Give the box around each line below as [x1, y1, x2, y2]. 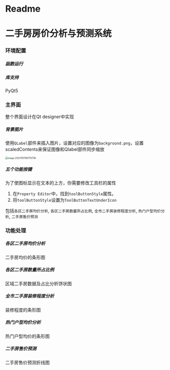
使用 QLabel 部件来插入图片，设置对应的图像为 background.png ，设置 [5, 140, 144, 146]
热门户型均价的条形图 [5, 333, 50, 339]
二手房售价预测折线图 [5, 359, 50, 365]
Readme [5, 3, 41, 15]
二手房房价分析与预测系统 [5, 28, 112, 40]
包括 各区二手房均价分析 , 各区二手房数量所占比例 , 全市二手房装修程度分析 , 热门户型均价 [5, 207, 161, 213]
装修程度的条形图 [5, 307, 41, 313]
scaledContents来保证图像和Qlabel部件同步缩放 [5, 146, 105, 152]
